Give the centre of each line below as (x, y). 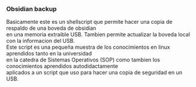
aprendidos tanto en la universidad (49, 54)
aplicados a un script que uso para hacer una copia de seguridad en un (94, 73)
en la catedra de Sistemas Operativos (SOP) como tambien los (83, 60)
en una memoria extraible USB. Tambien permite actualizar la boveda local (98, 35)
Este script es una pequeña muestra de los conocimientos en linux (88, 47)
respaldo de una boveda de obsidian (51, 28)
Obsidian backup (31, 9)
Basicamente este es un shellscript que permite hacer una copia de (89, 22)
